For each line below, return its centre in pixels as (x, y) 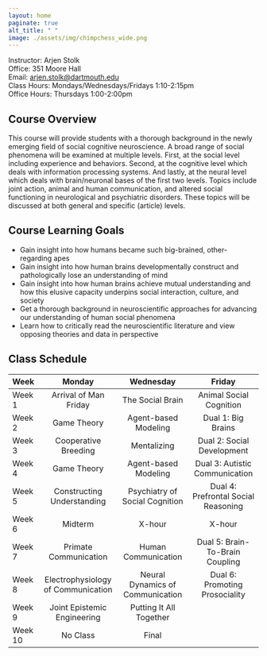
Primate (78, 546)
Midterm (78, 523)
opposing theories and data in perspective (89, 334)
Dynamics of (153, 585)
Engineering (78, 617)
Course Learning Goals (66, 231)
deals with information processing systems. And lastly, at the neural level (128, 172)
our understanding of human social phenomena (98, 317)
